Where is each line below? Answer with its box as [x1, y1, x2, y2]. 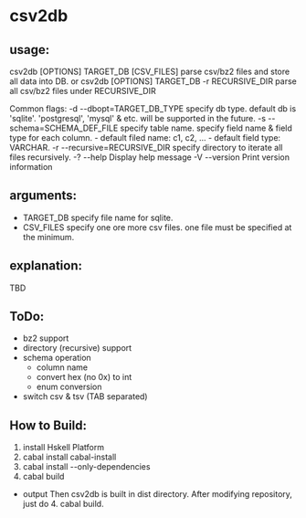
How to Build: [9, 418, 88, 433]
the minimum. [22, 231, 75, 242]
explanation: [9, 258, 83, 274]
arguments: [9, 188, 78, 204]
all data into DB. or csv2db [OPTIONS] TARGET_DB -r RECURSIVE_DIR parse [9, 76, 297, 87]
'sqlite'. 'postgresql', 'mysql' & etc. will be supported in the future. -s [9, 113, 267, 123]
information [9, 162, 53, 172]
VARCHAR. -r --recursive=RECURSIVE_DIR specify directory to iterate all [9, 143, 283, 153]
